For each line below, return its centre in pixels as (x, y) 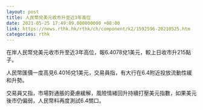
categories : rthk (28, 34)
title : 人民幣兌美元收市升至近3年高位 (49, 18)
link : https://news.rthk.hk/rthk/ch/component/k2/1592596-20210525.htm (98, 29)
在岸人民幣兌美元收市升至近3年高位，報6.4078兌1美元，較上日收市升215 (96, 53)
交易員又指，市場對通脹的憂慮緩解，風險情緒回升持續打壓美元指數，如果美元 (101, 93)
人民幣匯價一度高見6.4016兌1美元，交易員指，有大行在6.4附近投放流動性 (97, 73)
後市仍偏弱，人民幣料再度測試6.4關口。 (55, 101)
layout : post (23, 12)
